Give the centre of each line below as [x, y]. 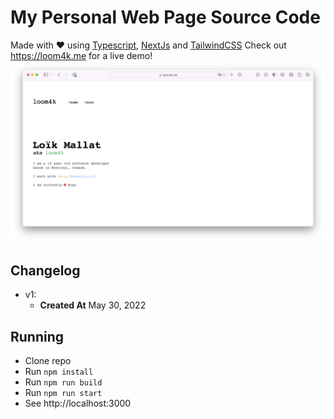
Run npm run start [63, 392]
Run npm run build [63, 382]
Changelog [45, 270]
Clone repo [48, 360]
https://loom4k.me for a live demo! [81, 55]
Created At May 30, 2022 [93, 305]
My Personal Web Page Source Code [165, 17]
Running [37, 336]
